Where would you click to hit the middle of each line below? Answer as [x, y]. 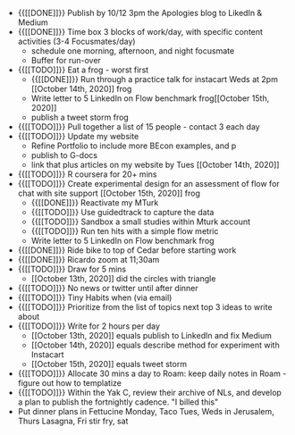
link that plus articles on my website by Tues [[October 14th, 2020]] [155, 165]
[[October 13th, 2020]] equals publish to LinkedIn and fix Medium [152, 335]
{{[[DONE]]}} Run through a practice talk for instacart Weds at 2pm [155, 79]
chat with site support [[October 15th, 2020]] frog [109, 193]
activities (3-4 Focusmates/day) [76, 41]
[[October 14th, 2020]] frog [81, 89]
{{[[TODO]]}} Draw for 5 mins [72, 269]
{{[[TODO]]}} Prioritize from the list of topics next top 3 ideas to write [145, 307]
